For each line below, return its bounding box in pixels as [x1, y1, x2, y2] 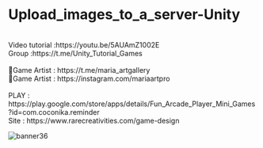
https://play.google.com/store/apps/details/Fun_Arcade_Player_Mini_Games [8, 99, 256, 108]
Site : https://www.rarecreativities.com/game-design [8, 116, 180, 125]
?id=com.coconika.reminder [8, 107, 101, 116]
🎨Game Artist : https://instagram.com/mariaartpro [8, 74, 170, 83]
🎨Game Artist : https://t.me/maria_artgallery [8, 65, 151, 74]
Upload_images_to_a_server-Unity [8, 6, 241, 24]
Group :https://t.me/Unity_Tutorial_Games [8, 48, 143, 58]
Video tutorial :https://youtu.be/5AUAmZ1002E [8, 40, 160, 49]
